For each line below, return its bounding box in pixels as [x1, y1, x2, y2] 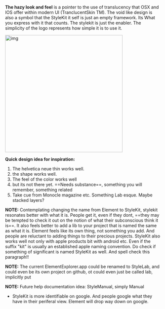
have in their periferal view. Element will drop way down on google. [12, 299, 149, 304]
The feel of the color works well [12, 176, 77, 182]
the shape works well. [12, 171, 57, 177]
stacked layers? [12, 197, 44, 203]
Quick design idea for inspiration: [5, 156, 75, 162]
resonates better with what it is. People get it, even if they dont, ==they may [5, 212, 160, 218]
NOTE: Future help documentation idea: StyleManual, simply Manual [5, 284, 144, 289]
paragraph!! [5, 254, 29, 260]
